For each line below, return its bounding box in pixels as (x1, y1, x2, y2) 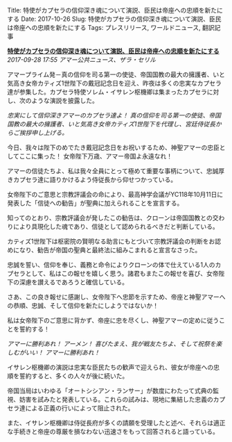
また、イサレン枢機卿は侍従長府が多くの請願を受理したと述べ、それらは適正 (7, 419, 226, 427)
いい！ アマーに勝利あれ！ (25, 348, 100, 357)
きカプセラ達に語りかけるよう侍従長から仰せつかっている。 (7, 176, 177, 183)
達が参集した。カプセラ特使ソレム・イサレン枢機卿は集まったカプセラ (7, 88, 208, 96)
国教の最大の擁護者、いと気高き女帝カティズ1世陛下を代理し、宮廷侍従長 (7, 120, 216, 128)
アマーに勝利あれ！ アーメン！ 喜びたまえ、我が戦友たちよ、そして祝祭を (7, 340, 216, 347)
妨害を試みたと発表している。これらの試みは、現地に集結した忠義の (19, 395, 213, 403)
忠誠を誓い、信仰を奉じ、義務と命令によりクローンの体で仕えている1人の (7, 261, 216, 269)
